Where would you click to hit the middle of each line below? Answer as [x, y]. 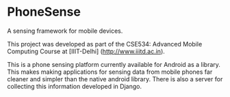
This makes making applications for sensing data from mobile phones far [110, 72]
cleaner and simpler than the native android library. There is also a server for [115, 79]
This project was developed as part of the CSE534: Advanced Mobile [105, 44]
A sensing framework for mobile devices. [65, 31]
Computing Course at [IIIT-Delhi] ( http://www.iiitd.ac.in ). [86, 51]
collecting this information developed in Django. [75, 86]
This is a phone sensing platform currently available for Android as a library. [114, 64]
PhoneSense [44, 12]
